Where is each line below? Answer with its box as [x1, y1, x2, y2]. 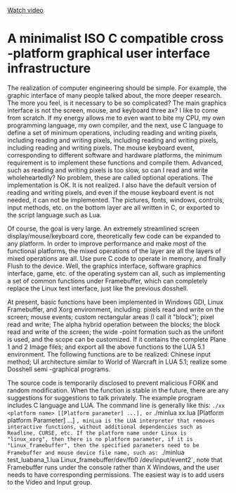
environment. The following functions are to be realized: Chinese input [7, 350, 211, 358]
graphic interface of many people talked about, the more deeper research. [7, 91, 223, 99]
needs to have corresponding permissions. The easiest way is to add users [7, 470, 225, 479]
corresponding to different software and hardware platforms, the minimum [7, 151, 223, 159]
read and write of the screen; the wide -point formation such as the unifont [7, 327, 224, 336]
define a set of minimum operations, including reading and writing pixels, [7, 128, 218, 136]
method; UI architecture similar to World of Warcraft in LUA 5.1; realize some [7, 357, 227, 366]
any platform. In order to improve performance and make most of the [7, 239, 206, 248]
